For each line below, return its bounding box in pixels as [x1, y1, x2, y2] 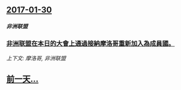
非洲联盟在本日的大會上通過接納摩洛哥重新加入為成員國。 [6, 40, 175, 48]
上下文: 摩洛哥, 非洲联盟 [6, 54, 66, 61]
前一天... [6, 74, 39, 85]
